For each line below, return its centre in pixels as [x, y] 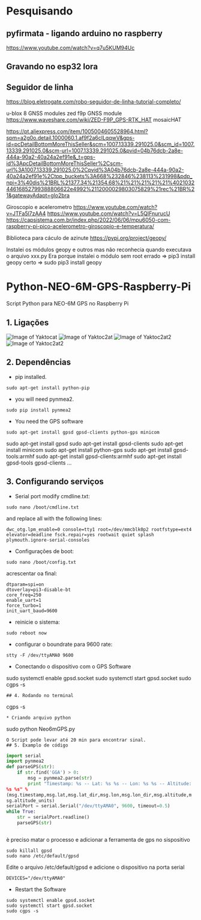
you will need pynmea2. [44, 399]
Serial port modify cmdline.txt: [52, 496]
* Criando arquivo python [38, 718]
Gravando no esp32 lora [52, 67]
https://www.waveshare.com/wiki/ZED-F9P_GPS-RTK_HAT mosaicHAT [94, 120]
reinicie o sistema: [37, 622]
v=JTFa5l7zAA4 [26, 214]
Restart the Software [40, 889]
